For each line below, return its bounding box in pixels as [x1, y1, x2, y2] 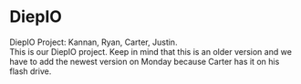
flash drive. [9, 66, 52, 77]
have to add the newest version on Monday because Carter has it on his [9, 56, 280, 67]
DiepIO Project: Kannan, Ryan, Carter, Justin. [9, 37, 178, 47]
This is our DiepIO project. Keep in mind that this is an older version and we [9, 46, 292, 57]
